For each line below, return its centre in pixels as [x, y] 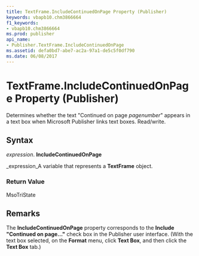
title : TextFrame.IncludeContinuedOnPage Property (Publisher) [87, 12]
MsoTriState [21, 194]
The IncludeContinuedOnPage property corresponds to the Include [90, 228]
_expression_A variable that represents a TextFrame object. [80, 166]
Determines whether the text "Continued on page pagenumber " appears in [98, 115]
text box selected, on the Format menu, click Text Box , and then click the [97, 240]
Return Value [25, 182]
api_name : [19, 39]
